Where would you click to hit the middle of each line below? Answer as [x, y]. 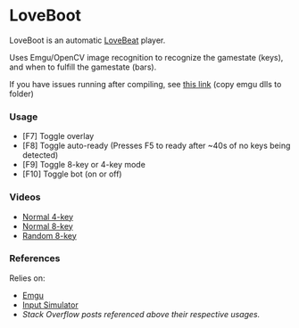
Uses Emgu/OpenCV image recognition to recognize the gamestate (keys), [146, 57]
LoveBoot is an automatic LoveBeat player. [87, 40]
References [35, 258]
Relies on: [27, 278]
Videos [25, 197]
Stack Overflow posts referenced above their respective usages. [141, 314]
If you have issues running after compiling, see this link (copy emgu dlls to [145, 84]
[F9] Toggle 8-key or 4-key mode [83, 165]
